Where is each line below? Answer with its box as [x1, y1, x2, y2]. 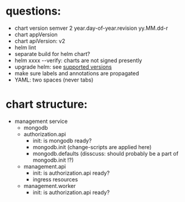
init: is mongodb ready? [32, 137, 92, 144]
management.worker [23, 182, 76, 189]
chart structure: [5, 97, 88, 111]
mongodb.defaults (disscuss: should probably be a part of [32, 150, 179, 157]
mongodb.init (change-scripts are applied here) [32, 143, 152, 150]
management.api [23, 162, 66, 170]
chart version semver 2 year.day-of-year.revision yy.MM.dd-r [14, 24, 169, 32]
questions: [5, 4, 61, 18]
